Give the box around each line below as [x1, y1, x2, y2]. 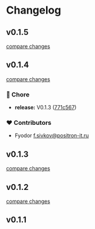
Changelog [6, 4, 61, 17]
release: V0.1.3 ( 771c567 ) [14, 104, 77, 111]
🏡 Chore [6, 90, 30, 98]
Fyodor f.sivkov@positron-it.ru [14, 132, 89, 139]
